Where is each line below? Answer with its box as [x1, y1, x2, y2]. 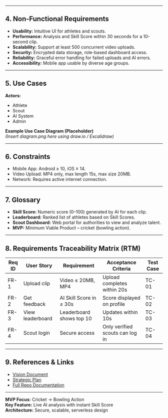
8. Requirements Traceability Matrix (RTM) [5, 244, 141, 253]
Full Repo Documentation [12, 382, 65, 388]
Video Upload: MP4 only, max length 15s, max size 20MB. [12, 171, 131, 177]
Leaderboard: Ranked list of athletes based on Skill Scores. [12, 214, 135, 221]
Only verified [102, 323, 133, 330]
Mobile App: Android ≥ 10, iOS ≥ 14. [12, 166, 86, 172]
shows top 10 [59, 315, 92, 322]
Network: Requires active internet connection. [12, 176, 107, 182]
